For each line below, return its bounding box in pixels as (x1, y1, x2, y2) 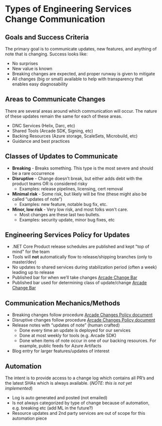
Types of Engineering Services (5, 3, 132, 15)
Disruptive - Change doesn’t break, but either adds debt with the (12, 175, 143, 181)
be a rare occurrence (12, 170, 55, 176)
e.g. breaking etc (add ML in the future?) (12, 405, 93, 411)
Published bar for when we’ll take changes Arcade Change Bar (12, 274, 137, 280)
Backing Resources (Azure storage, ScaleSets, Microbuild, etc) (12, 133, 138, 139)
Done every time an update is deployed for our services (19, 327, 131, 333)
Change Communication (5, 14, 105, 25)
